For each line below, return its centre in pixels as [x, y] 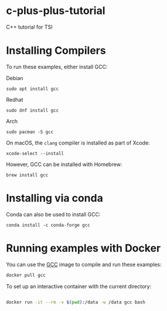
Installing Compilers [56, 51]
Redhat [15, 99]
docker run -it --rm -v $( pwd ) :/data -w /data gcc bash [76, 302]
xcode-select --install [35, 153]
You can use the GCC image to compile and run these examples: [84, 264]
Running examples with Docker [83, 248]
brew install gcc [27, 175]
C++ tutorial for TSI [29, 27]
